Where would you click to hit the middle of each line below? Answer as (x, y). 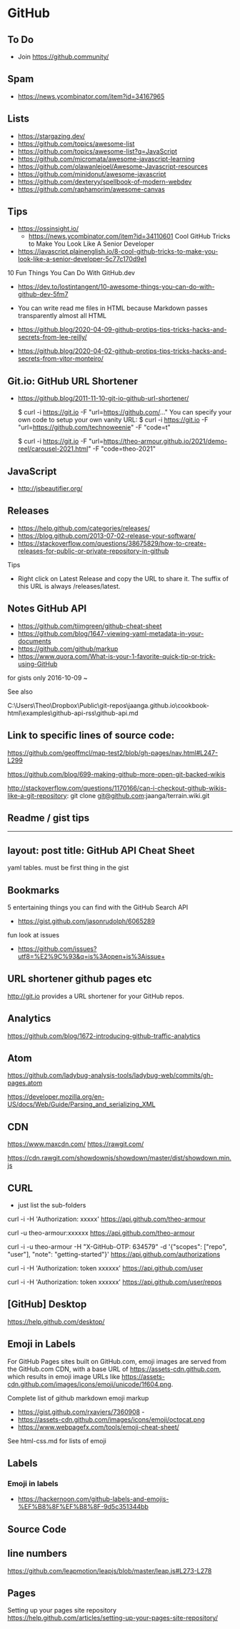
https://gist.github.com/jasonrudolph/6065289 (86, 921)
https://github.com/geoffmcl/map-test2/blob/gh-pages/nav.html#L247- (113, 752)
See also (20, 692)
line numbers (37, 1554)
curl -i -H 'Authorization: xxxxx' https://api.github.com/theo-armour (106, 1219)
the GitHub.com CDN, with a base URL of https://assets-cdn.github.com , (114, 1369)
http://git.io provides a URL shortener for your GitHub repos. (96, 996)
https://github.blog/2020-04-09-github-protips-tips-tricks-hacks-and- (122, 329)
